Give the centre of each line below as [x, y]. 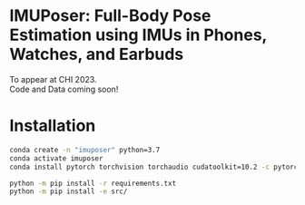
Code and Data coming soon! [64, 89]
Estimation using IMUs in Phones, [138, 35]
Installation [53, 126]
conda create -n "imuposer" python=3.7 [85, 150]
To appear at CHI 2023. [53, 79]
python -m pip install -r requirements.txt [93, 183]
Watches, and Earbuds [97, 54]
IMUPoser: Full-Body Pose [110, 16]
